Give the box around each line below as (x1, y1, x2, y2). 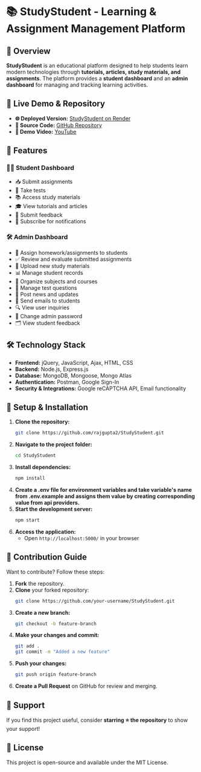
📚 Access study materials (14, 193, 80, 200)
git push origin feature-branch (14, 672, 97, 678)
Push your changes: (14, 660, 67, 667)
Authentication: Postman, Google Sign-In (14, 378, 120, 385)
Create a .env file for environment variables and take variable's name (14, 486, 192, 494)
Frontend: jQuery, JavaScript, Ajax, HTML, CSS (14, 359, 134, 366)
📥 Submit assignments (14, 178, 73, 185)
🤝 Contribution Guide (6, 552, 88, 563)
